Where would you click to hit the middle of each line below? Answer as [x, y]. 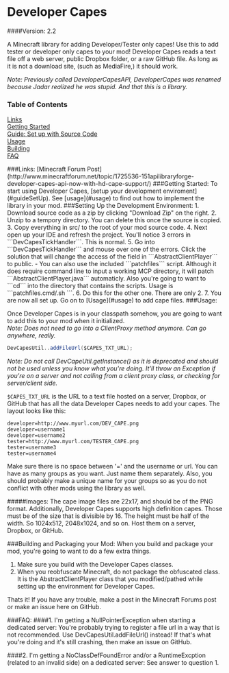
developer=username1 [37, 429]
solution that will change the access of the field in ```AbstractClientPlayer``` [112, 257]
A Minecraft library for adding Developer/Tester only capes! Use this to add [113, 44]
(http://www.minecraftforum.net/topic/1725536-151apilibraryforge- [101, 176]
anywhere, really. [31, 335]
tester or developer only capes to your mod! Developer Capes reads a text [112, 51]
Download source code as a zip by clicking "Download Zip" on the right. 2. [112, 213]
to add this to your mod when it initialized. [66, 321]
